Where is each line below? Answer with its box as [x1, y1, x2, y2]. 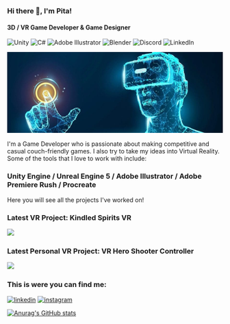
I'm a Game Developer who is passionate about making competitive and [7, 140, 210, 148]
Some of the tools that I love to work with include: [7, 154, 147, 163]
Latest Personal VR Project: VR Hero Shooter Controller [7, 246, 194, 256]
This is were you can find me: [7, 280, 107, 290]
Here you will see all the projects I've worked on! [7, 195, 144, 204]
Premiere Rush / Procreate [7, 180, 97, 190]
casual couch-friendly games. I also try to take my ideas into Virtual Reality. [7, 147, 220, 155]
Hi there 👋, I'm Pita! [7, 6, 73, 16]
